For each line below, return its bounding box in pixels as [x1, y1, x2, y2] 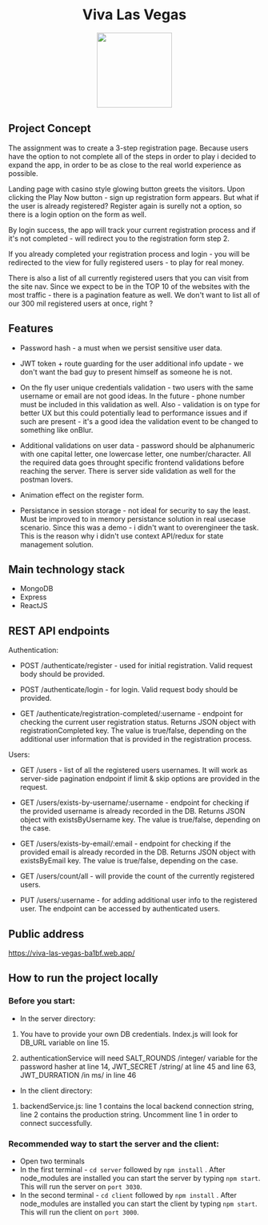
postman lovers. [19, 474, 74, 484]
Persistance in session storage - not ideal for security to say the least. [19, 506, 250, 515]
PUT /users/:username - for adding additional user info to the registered [19, 895, 258, 905]
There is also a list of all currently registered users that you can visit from [8, 273, 250, 282]
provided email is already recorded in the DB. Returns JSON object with [19, 847, 256, 857]
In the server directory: [19, 1014, 96, 1023]
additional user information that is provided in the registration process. [19, 735, 252, 744]
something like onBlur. [19, 425, 94, 434]
